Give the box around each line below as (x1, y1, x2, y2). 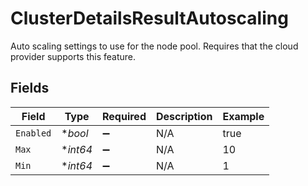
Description (155, 109, 213, 123)
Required (102, 109, 147, 123)
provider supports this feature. (10, 50, 136, 62)
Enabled (15, 127, 52, 139)
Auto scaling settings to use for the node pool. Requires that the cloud (10, 40, 299, 52)
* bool (61, 126, 89, 140)
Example (222, 109, 265, 123)
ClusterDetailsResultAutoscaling (10, 7, 289, 30)
